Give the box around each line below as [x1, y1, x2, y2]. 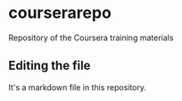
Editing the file [8, 58, 91, 73]
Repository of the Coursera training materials [8, 32, 174, 43]
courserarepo [8, 3, 112, 23]
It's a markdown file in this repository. [8, 81, 147, 92]
